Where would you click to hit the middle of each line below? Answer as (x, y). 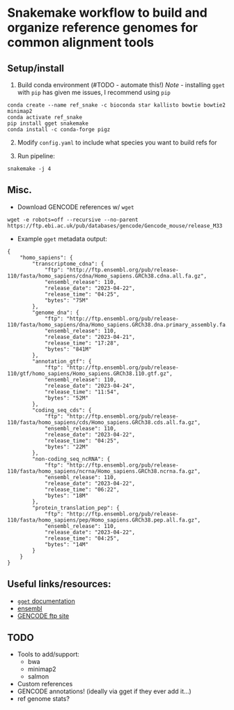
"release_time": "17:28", (82, 343)
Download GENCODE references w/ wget (76, 206)
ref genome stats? (43, 699)
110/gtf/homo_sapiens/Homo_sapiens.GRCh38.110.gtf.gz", (90, 373)
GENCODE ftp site (43, 616)
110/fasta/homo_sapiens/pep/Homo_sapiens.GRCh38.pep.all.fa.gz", (104, 520)
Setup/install (36, 68)
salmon (38, 677)
